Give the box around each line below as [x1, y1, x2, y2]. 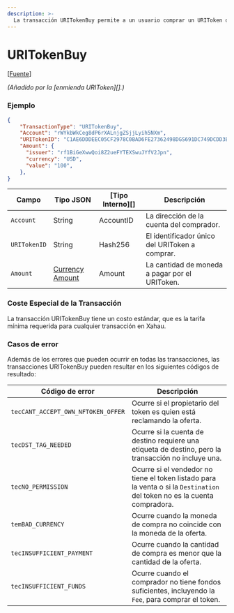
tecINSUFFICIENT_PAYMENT [10, 549, 93, 557]
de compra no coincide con [131, 519, 221, 529]
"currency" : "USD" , [25, 155, 82, 163]
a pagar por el [146, 269, 192, 279]
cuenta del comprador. [146, 220, 221, 230]
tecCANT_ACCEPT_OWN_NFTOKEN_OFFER [10, 408, 125, 416]
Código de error [40, 387, 95, 397]
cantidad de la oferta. [131, 557, 202, 567]
